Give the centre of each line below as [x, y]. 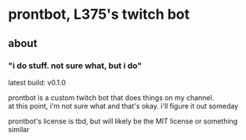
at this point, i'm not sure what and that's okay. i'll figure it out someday [123, 106]
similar [19, 129]
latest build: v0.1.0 [37, 82]
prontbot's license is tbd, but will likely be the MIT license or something [123, 121]
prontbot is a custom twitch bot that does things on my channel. [111, 97]
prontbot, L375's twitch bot [99, 14]
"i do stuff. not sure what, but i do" [75, 66]
